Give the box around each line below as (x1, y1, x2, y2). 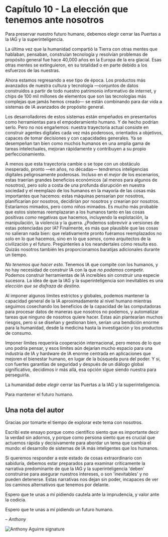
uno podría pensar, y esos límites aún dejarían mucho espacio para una (5, 345, 153, 351)
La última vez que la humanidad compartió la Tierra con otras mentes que (5, 46, 158, 52)
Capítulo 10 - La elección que (5, 4, 128, 15)
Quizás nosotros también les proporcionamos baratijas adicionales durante (5, 246, 160, 252)
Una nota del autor (5, 406, 64, 415)
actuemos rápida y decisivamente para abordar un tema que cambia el (5, 439, 151, 446)
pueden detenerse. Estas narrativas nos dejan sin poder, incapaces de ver (5, 476, 159, 482)
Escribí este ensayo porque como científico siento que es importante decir (5, 429, 159, 435)
